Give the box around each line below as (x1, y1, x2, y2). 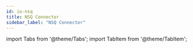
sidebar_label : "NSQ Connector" (6, 19, 86, 25)
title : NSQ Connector (6, 14, 60, 20)
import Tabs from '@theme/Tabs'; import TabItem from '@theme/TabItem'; (6, 36, 188, 43)
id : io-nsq (6, 8, 33, 15)
